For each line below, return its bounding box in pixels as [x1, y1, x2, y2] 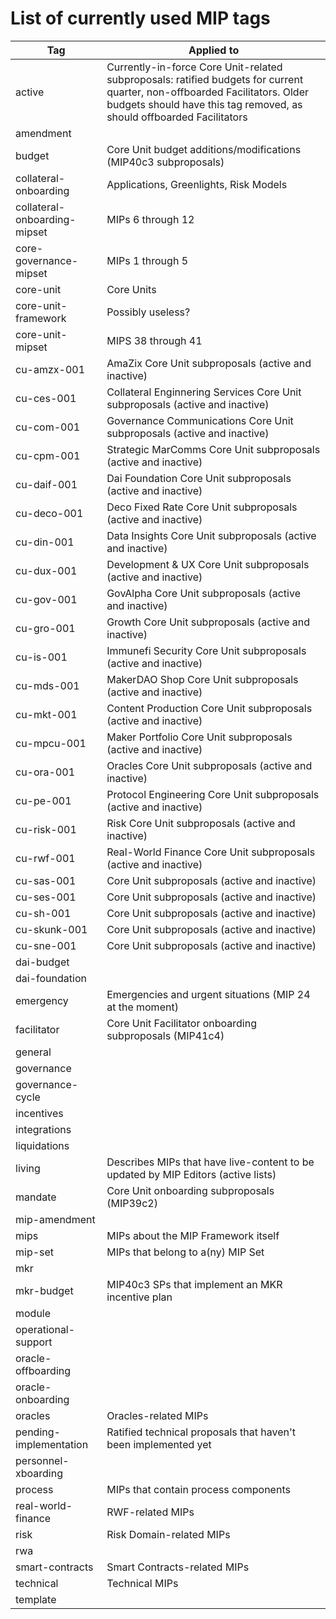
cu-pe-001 [15, 793, 72, 807]
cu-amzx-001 [15, 362, 86, 376]
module [15, 1306, 52, 1320]
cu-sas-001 [15, 873, 77, 887]
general [15, 1045, 52, 1059]
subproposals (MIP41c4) [106, 1028, 225, 1042]
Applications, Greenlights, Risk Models [106, 177, 288, 191]
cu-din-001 [15, 535, 75, 549]
